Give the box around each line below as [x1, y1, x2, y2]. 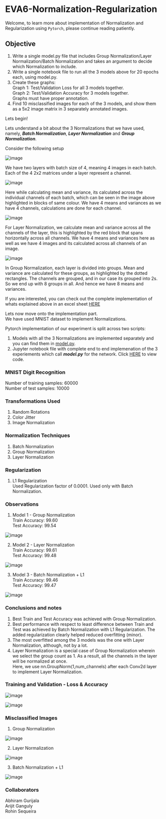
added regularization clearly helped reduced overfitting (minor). [12, 631, 143, 638]
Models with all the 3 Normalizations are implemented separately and [12, 335, 154, 341]
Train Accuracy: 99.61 [12, 547, 57, 553]
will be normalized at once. [12, 658, 68, 664]
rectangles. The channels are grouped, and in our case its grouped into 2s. [5, 275, 158, 281]
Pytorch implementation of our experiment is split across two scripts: [5, 325, 146, 332]
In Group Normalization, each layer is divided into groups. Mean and [5, 265, 145, 271]
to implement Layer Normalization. [12, 669, 83, 675]
